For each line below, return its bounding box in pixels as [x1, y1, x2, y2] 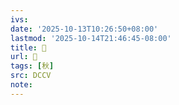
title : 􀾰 [10, 42, 47, 53]
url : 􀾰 [10, 52, 38, 62]
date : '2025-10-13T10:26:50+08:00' [10, 24, 159, 34]
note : [10, 80, 33, 90]
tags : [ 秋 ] [10, 61, 55, 71]
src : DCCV [10, 71, 52, 81]
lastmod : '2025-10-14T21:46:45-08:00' [10, 33, 172, 43]
